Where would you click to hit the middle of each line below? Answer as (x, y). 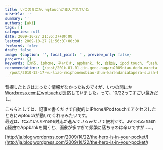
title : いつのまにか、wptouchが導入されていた (47, 9)
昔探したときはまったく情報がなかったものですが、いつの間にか (69, 87)
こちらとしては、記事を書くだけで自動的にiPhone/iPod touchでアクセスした (81, 109)
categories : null (23, 32)
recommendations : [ (25, 68)
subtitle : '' (18, 14)
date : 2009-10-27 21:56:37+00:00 (39, 37)
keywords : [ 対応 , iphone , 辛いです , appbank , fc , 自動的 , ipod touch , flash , (82, 63)
